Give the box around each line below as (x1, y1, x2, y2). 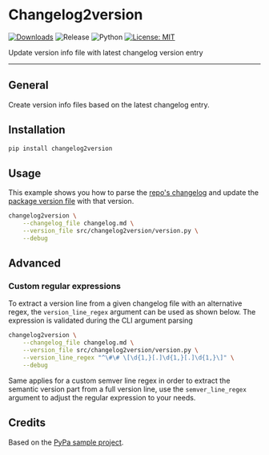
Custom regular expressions (8, 281, 122, 292)
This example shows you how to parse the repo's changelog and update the (8, 188, 259, 197)
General (8, 79, 50, 92)
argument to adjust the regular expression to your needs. (8, 392, 196, 402)
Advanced (8, 257, 62, 270)
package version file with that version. (8, 197, 134, 206)
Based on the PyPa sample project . (8, 437, 124, 447)
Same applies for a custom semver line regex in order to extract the (8, 376, 231, 385)
